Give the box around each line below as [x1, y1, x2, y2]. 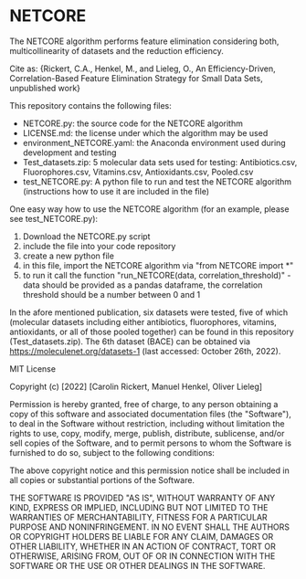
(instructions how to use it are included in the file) [22, 185, 210, 196]
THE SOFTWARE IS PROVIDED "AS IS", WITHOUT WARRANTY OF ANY [9, 492, 276, 503]
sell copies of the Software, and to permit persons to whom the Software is [9, 437, 292, 448]
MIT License [9, 363, 57, 374]
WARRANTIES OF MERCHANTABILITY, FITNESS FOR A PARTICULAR [9, 511, 268, 522]
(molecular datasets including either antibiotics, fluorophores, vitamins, [9, 316, 277, 327]
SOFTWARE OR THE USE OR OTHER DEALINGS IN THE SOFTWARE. [9, 560, 266, 571]
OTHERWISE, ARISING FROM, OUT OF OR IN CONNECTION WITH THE [9, 550, 276, 562]
